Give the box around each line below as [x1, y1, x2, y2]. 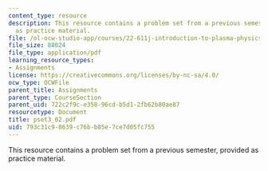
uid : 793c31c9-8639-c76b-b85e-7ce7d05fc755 [8, 123, 156, 131]
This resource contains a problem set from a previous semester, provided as [8, 145, 259, 154]
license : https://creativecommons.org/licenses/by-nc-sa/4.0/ [8, 71, 219, 79]
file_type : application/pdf [8, 49, 102, 57]
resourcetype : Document [8, 109, 88, 117]
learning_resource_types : [8, 57, 94, 65]
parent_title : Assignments [8, 85, 98, 94]
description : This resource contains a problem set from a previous [8, 19, 241, 27]
